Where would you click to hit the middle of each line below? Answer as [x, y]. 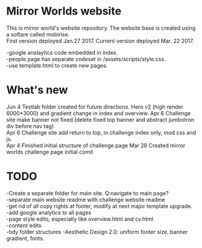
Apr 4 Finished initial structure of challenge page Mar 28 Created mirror [96, 145]
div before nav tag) [30, 126]
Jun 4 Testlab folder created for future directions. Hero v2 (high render [95, 107]
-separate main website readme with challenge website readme [86, 199]
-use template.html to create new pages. [57, 65]
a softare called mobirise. [38, 34]
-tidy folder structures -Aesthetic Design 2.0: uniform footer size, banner [97, 232]
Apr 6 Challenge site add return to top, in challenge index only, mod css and [101, 132]
